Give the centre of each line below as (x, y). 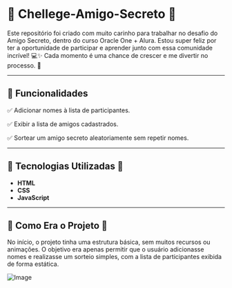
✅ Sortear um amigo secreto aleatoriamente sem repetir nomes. (98, 138)
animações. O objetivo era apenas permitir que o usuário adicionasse (106, 249)
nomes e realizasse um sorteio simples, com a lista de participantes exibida (115, 257)
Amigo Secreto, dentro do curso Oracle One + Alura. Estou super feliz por (112, 40)
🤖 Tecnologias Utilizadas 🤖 (65, 166)
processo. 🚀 (24, 65)
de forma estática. (33, 264)
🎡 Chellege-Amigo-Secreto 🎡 (92, 14)
